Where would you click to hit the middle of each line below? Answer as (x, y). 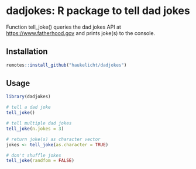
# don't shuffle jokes (34, 155)
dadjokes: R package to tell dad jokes (98, 11)
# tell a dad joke (28, 107)
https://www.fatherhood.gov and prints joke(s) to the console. (81, 33)
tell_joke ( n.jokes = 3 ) (35, 129)
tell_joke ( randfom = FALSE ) (40, 161)
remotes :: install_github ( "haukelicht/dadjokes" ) (66, 65)
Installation (27, 52)
